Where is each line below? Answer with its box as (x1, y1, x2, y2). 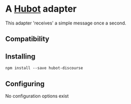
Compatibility (5, 35, 49, 43)
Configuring (5, 80, 45, 88)
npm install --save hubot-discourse (5, 66, 83, 71)
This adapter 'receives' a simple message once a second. (5, 20, 126, 26)
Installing (5, 52, 36, 61)
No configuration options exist (5, 93, 69, 99)
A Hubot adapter (5, 3, 77, 15)
